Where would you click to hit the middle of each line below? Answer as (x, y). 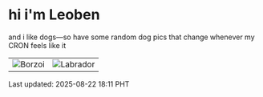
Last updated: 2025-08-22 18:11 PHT (69, 84)
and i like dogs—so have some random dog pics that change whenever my (131, 37)
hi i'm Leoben (54, 15)
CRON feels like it (37, 45)
